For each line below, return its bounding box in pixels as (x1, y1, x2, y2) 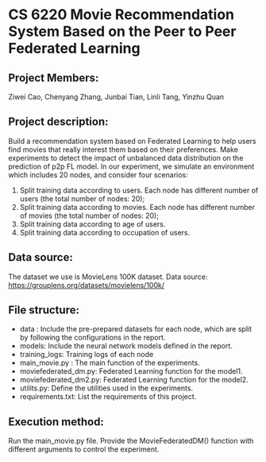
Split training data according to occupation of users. (19, 227, 191, 237)
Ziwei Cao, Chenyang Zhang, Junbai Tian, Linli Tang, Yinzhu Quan (8, 92, 225, 101)
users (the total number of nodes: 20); (19, 193, 145, 204)
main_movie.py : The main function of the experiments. (19, 358, 200, 367)
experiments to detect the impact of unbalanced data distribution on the (8, 153, 244, 162)
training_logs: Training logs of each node (19, 350, 154, 359)
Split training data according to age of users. (19, 219, 166, 228)
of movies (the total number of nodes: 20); (19, 211, 159, 220)
